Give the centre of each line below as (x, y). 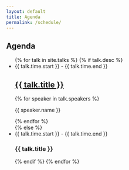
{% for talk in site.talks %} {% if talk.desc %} (69, 60)
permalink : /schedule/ (34, 22)
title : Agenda (23, 17)
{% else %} (28, 127)
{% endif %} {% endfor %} (47, 162)
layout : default (26, 11)
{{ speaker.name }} (38, 110)
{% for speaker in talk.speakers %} (57, 99)
